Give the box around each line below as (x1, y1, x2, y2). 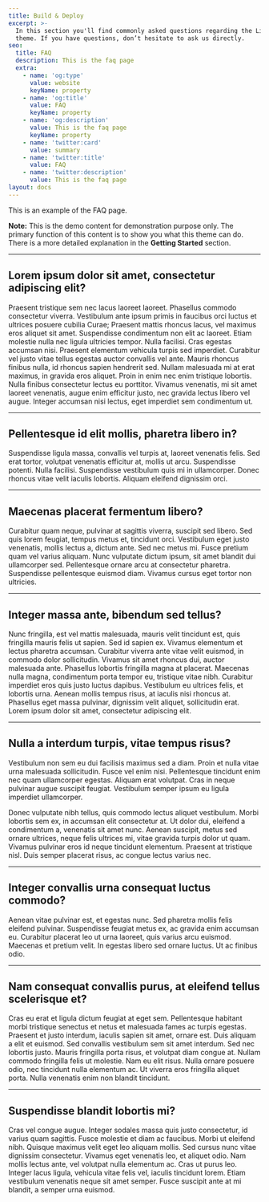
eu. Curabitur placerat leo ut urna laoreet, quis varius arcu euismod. (8, 932, 232, 941)
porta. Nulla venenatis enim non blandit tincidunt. (8, 1073, 171, 1083)
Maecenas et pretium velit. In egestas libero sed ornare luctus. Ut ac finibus (8, 940, 258, 950)
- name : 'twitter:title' (22, 153, 106, 161)
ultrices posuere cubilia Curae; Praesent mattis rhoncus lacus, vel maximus (8, 319, 257, 329)
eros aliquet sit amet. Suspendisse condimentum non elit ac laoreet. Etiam (8, 328, 252, 338)
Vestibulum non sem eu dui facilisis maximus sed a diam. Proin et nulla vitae (8, 757, 259, 767)
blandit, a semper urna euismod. (8, 1185, 115, 1195)
